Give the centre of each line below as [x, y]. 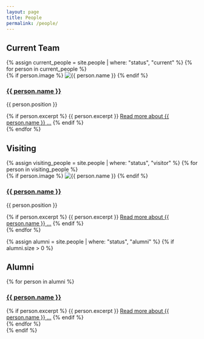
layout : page [23, 12]
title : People [24, 18]
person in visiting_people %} [42, 169]
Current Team [33, 48]
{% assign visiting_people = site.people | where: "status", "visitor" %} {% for [102, 163]
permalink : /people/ [32, 23]
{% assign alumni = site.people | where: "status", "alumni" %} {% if [90, 242]
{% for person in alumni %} [40, 282]
